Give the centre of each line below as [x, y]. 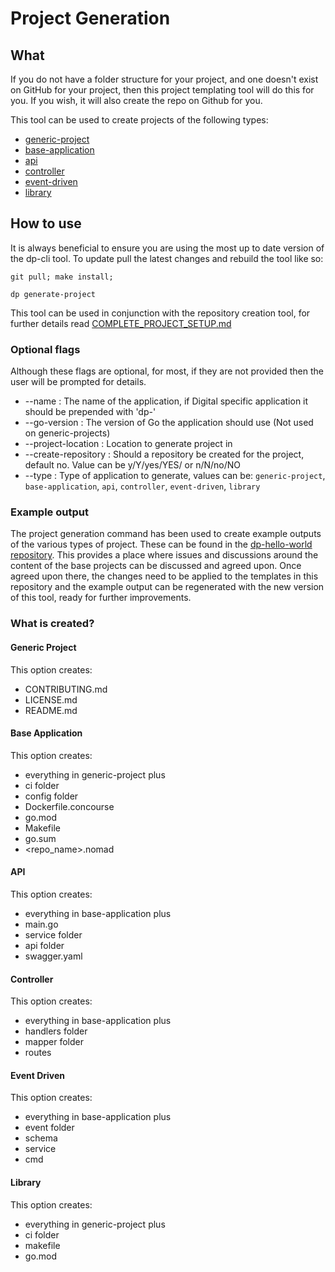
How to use [46, 223]
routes [38, 1053]
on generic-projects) [67, 433]
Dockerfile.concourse [69, 806]
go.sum [40, 838]
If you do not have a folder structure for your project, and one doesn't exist [164, 79]
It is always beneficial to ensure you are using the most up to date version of [167, 248]
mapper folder [54, 1042]
